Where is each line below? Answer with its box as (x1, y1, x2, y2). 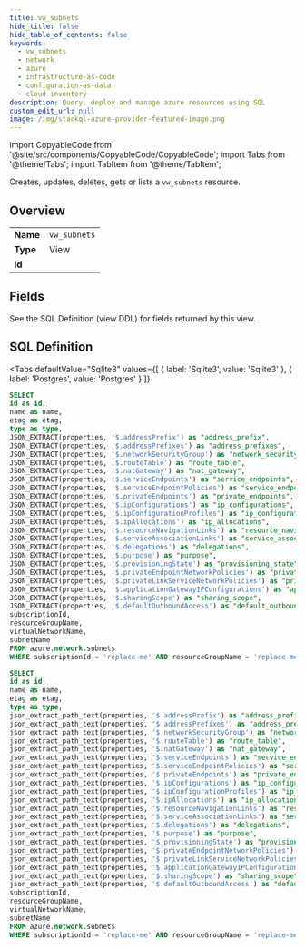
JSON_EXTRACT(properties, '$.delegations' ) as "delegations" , (9, 542, 250, 552)
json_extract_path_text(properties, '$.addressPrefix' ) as (9, 710, 238, 720)
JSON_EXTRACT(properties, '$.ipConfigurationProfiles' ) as (9, 509, 238, 518)
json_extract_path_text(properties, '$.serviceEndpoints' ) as (9, 753, 250, 763)
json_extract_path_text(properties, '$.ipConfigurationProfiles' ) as (9, 786, 279, 796)
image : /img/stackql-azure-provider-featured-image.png (9, 114, 225, 124)
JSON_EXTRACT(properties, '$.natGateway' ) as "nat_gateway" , (9, 467, 246, 476)
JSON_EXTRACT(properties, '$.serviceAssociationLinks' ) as (9, 534, 238, 543)
